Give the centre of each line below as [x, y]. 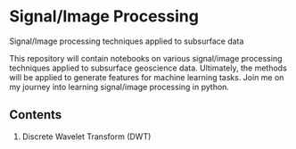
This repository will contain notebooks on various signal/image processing [146, 58]
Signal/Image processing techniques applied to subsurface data [127, 41]
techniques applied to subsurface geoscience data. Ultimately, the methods [148, 68]
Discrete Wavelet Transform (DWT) [86, 137]
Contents [36, 115]
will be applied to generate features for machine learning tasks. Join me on [147, 77]
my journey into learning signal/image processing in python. [119, 87]
